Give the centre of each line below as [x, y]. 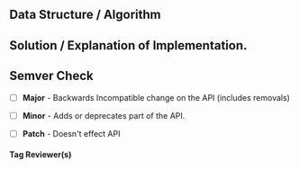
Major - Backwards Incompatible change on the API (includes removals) [156, 97]
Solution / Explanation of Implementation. [128, 45]
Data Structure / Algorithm [85, 15]
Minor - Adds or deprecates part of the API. [104, 115]
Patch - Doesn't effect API [71, 133]
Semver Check [51, 76]
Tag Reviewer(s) [41, 155]
